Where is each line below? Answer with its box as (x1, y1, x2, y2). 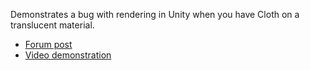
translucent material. (10, 19, 95, 31)
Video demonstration (24, 49, 112, 61)
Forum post (24, 39, 73, 50)
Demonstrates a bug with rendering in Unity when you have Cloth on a (10, 9, 300, 20)
